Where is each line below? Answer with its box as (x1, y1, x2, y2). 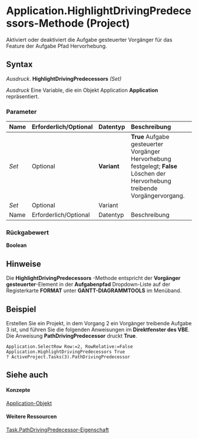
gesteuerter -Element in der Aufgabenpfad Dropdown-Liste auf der (6, 281, 171, 288)
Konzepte (6, 386, 31, 393)
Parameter (6, 107, 37, 115)
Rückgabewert (6, 228, 49, 236)
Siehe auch (6, 370, 48, 380)
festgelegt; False (130, 162, 178, 170)
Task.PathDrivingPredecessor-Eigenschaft (6, 426, 109, 433)
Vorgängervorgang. (130, 192, 185, 200)
